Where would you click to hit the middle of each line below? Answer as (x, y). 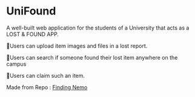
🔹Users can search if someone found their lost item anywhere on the (92, 57)
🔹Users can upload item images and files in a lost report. (77, 46)
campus (16, 64)
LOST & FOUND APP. (33, 34)
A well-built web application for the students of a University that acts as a (98, 28)
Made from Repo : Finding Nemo (47, 87)
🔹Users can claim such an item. (46, 75)
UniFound (31, 11)
